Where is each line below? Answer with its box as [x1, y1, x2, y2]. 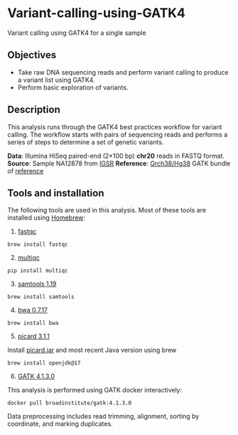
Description [7, 104, 60, 116]
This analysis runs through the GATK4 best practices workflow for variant [7, 122, 222, 131]
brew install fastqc [7, 241, 69, 248]
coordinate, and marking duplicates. [7, 419, 113, 428]
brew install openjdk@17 [7, 360, 81, 367]
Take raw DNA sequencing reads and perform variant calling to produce [17, 68, 229, 76]
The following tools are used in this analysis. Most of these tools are [7, 206, 207, 215]
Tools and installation [7, 187, 104, 199]
